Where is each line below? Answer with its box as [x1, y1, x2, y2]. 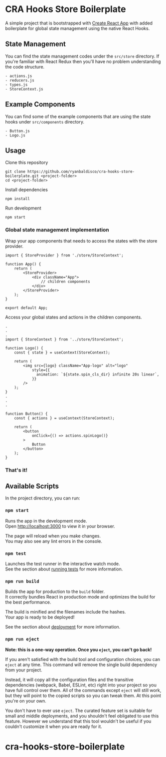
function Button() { [5, 411, 48, 416]
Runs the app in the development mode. [5, 517, 87, 523]
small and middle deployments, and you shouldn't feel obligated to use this [5, 712, 159, 718]
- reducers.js [5, 77, 35, 83]
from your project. [5, 666, 42, 673]
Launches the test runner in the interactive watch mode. [5, 561, 121, 566]
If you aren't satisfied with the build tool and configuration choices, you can [5, 656, 161, 662]
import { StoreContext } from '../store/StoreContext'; [5, 336, 124, 342]
